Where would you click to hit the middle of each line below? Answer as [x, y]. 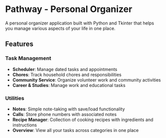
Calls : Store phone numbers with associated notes [64, 114]
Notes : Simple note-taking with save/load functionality [68, 109]
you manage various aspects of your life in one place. [60, 28]
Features [19, 44]
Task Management [28, 58]
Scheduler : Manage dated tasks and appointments [65, 69]
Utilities [15, 98]
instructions [25, 125]
